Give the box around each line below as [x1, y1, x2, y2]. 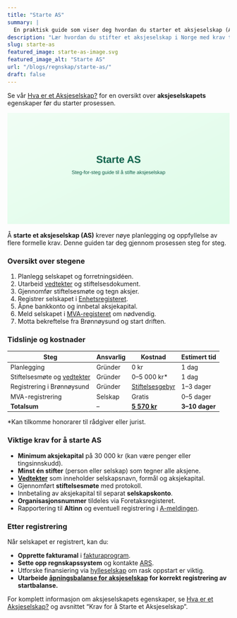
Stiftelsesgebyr [131, 382, 176, 391]
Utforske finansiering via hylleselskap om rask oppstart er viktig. [17, 566, 205, 575]
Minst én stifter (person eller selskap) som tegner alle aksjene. [17, 466, 201, 475]
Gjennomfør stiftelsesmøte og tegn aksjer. [17, 286, 140, 296]
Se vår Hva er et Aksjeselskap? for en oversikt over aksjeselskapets [7, 91, 207, 99]
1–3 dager [181, 382, 212, 391]
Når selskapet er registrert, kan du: [7, 538, 109, 546]
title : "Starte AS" [7, 11, 65, 18]
